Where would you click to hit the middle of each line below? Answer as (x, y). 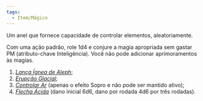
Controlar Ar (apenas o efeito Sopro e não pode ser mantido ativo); (100, 85)
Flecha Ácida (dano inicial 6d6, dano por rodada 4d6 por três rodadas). (105, 91)
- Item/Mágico (30, 18)
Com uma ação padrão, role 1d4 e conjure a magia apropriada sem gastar (99, 47)
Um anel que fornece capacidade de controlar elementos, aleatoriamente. (100, 35)
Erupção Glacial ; (36, 78)
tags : (13, 12)
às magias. (20, 60)
